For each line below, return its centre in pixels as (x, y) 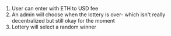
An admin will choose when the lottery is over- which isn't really (88, 15)
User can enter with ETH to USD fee (55, 8)
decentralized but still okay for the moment (63, 21)
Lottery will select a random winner (54, 27)
